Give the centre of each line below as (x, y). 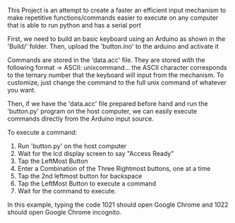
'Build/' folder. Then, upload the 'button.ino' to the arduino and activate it (113, 46)
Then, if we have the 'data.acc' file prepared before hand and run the (108, 104)
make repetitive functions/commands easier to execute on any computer (113, 18)
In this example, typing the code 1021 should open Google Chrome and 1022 (118, 205)
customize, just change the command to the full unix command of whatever (117, 83)
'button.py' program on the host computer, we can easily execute (102, 111)
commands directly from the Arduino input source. (80, 119)
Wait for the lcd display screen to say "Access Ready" (96, 153)
